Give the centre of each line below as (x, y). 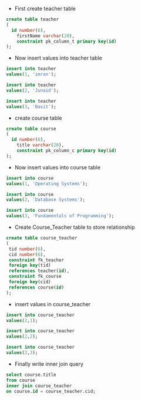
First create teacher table (45, 9)
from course (21, 380)
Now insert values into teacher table (58, 58)
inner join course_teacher (39, 386)
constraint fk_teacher (36, 260)
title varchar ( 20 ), (41, 145)
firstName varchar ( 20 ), (46, 36)
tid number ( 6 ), (27, 249)
